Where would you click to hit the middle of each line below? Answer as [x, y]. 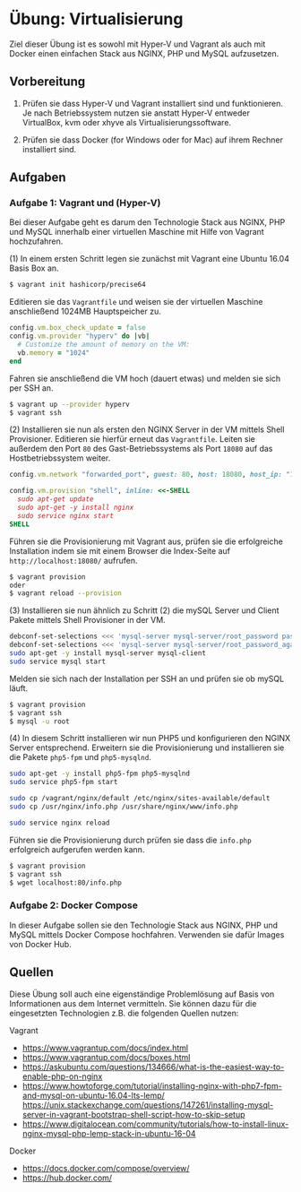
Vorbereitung [47, 82]
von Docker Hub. [40, 944]
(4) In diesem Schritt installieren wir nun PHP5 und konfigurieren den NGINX [150, 739]
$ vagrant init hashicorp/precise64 [77, 285]
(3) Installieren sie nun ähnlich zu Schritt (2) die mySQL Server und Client [144, 610]
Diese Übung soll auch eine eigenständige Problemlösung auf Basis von [142, 994]
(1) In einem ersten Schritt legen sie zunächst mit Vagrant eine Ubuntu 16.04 [149, 259]
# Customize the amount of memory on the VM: [104, 345]
